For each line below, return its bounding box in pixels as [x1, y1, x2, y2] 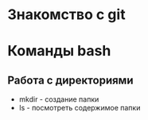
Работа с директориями [7, 73, 134, 87]
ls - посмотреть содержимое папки [18, 103, 141, 113]
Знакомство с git [7, 6, 126, 24]
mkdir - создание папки [18, 95, 99, 104]
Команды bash [7, 42, 111, 60]
